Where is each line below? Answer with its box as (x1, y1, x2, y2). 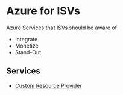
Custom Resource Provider (14, 82, 83, 89)
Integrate (14, 35, 38, 43)
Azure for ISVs (6, 4, 80, 18)
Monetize (14, 42, 39, 49)
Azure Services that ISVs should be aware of (6, 24, 118, 31)
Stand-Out (14, 48, 42, 55)
